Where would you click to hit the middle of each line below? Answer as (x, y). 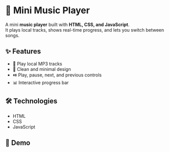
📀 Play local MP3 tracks (37, 64)
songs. (12, 35)
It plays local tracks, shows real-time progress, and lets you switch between (85, 30)
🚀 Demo (18, 143)
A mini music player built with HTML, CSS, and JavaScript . (67, 24)
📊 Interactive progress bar (41, 82)
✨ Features (23, 51)
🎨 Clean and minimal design (42, 69)
